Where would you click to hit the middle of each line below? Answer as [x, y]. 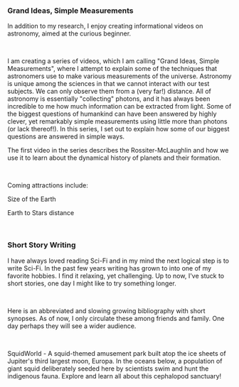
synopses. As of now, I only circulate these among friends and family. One [116, 318]
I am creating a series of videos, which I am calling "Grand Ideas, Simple [113, 61]
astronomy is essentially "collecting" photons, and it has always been [109, 99]
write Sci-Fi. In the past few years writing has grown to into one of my [110, 268]
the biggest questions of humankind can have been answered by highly [112, 114]
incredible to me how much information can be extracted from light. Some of [119, 107]
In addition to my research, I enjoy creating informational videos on [105, 26]
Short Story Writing [42, 245]
